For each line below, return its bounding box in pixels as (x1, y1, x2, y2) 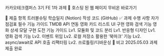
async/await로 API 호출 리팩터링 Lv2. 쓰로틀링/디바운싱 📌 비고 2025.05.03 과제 (5, 39, 158, 45)
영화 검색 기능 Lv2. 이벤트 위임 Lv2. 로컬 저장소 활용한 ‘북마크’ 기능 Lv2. (5, 34, 142, 39)
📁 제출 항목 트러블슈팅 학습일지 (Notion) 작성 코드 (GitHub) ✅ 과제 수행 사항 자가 (5, 15, 159, 21)
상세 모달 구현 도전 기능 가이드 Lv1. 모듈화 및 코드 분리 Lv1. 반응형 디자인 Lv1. (10, 27, 156, 33)
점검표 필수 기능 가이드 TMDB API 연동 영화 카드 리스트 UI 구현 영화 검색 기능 (5, 21, 152, 27)
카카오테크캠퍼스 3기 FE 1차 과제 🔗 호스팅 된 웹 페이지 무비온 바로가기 (5, 5, 137, 10)
